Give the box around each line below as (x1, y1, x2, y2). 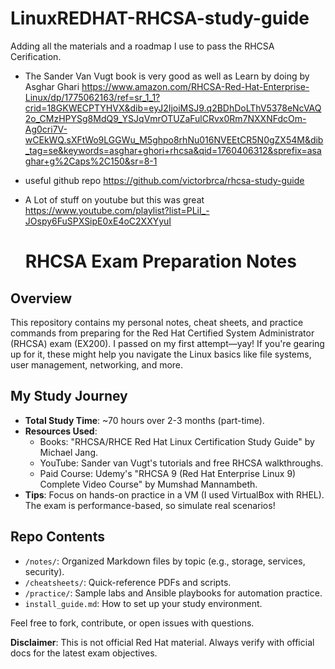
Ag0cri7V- (24, 123, 68, 135)
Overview (10, 290, 73, 307)
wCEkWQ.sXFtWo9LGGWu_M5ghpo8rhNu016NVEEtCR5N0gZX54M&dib (24, 133, 324, 146)
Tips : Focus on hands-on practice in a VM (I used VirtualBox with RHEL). (24, 488, 325, 501)
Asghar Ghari (24, 80, 80, 92)
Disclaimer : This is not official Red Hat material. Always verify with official (10, 636, 315, 648)
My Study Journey (10, 388, 128, 405)
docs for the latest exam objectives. (10, 647, 158, 659)
